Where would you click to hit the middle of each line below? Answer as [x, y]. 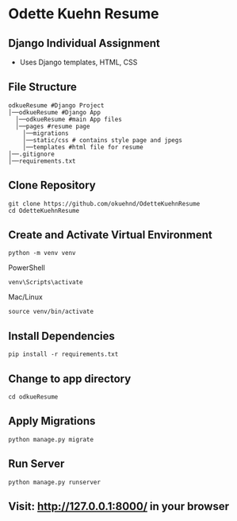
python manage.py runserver [55, 482]
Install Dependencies [61, 336]
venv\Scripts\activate [46, 283]
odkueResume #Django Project [56, 105]
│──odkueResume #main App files [69, 119]
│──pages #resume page [53, 126]
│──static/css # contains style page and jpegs [102, 140]
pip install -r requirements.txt [63, 354]
